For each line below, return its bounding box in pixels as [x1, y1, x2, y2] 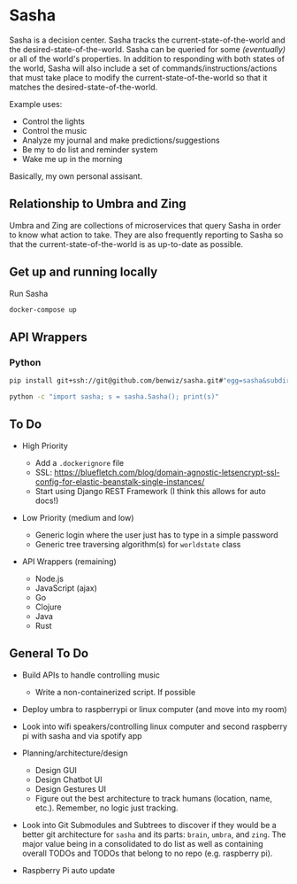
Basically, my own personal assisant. [9, 170, 143, 182]
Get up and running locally [9, 265, 158, 280]
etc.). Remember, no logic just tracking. [34, 803, 179, 813]
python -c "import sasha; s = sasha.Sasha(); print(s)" [9, 392, 219, 401]
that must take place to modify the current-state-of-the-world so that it [9, 72, 268, 82]
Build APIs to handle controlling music [21, 670, 161, 680]
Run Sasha [9, 288, 49, 299]
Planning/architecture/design [21, 748, 128, 758]
